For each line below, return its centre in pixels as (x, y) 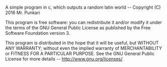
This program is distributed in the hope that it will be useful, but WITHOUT (82, 43)
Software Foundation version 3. (38, 33)
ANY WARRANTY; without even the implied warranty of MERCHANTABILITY (84, 48)
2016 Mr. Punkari (23, 13)
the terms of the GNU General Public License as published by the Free (78, 28)
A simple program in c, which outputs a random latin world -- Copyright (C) (83, 7)
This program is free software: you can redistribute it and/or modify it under (83, 22)
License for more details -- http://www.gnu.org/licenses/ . (65, 59)
